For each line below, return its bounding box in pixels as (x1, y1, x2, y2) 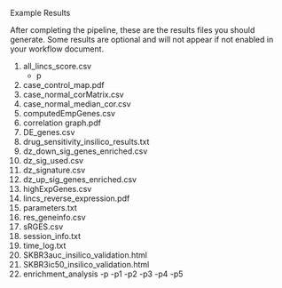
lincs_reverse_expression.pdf (22, 193, 130, 204)
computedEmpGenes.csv (22, 108, 116, 118)
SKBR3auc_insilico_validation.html (22, 250, 147, 260)
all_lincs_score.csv (22, 61, 92, 71)
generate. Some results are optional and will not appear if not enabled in (10, 35, 274, 44)
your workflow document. (10, 44, 105, 54)
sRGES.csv (22, 221, 64, 232)
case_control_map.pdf (22, 80, 105, 90)
